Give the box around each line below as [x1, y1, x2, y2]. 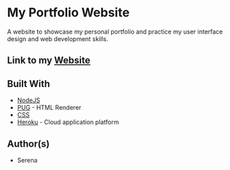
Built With [7, 77, 50, 90]
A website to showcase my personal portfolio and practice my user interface [7, 27, 223, 36]
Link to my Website [7, 55, 91, 66]
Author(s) [7, 138, 50, 149]
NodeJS [16, 96, 41, 104]
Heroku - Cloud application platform [16, 118, 119, 126]
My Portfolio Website [7, 5, 130, 21]
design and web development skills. [7, 34, 108, 42]
